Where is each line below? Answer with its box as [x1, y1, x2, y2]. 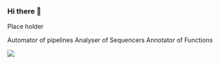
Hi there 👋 [7, 6, 42, 16]
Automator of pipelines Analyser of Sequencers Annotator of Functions [7, 36, 213, 44]
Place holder [7, 23, 44, 31]
